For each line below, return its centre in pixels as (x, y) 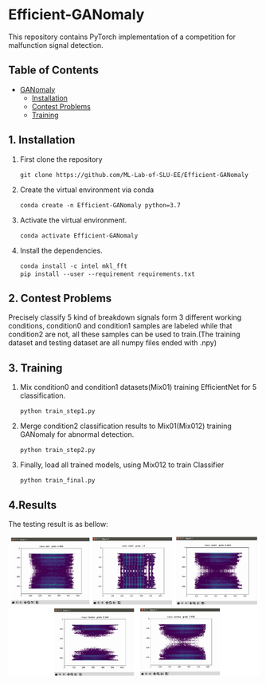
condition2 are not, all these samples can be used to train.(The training (124, 334)
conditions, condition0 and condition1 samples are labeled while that (120, 326)
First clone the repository (61, 159)
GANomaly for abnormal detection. (77, 434)
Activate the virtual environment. (73, 220)
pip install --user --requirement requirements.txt (107, 274)
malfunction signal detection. (56, 45)
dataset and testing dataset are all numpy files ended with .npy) (113, 343)
